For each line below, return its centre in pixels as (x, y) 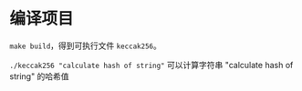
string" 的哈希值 (40, 76)
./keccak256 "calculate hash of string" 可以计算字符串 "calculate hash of (151, 65)
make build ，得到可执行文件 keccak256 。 (85, 45)
